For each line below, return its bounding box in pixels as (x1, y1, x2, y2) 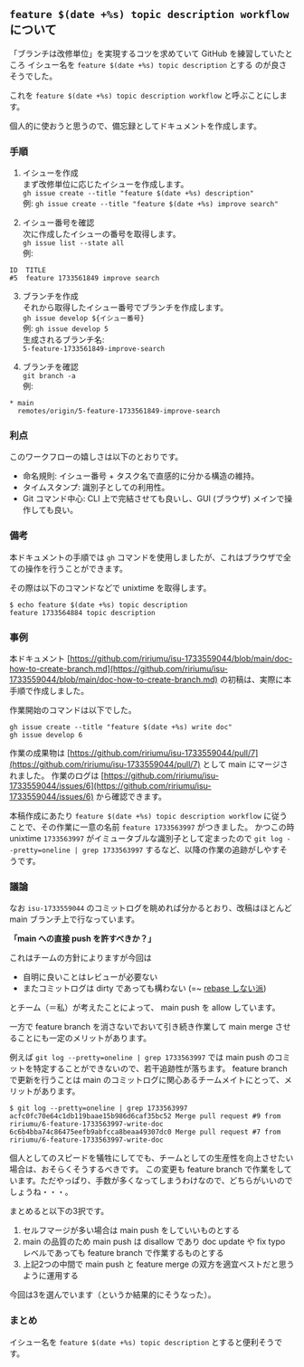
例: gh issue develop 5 (22, 323, 109, 334)
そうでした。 (9, 71, 57, 81)
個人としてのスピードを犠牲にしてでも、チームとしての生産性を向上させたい (9, 1153, 294, 1163)
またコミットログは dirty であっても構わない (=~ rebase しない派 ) (22, 983, 267, 994)
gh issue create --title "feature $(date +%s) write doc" (9, 723, 233, 732)
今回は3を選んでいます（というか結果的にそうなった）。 (9, 1289, 216, 1300)
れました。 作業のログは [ (9, 770, 104, 781)
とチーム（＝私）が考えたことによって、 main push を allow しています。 (9, 1002, 280, 1013)
